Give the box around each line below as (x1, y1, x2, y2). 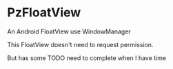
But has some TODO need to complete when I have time (7, 53, 167, 62)
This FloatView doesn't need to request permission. (7, 40, 154, 49)
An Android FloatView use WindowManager (7, 27, 131, 36)
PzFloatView (7, 5, 81, 20)
